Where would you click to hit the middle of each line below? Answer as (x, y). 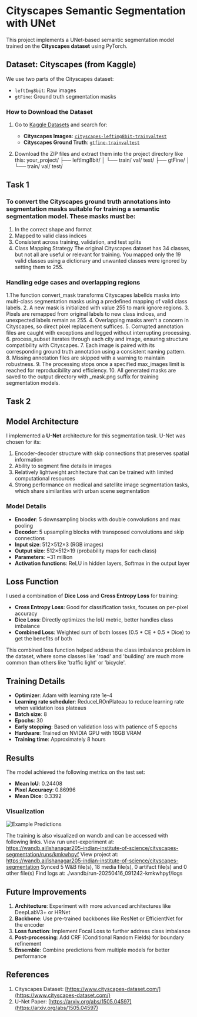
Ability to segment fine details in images (63, 466)
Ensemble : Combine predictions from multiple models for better (92, 950)
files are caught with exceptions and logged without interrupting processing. (98, 333)
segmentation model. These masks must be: (71, 217)
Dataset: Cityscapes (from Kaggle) (71, 65)
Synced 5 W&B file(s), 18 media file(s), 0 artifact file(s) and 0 (113, 867)
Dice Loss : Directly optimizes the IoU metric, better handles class (94, 620)
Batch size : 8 (31, 714)
